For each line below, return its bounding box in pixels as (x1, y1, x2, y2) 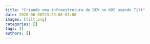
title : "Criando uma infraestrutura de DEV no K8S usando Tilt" (5, 7, 145, 13)
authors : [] (5, 31, 31, 36)
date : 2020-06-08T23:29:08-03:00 (5, 12, 77, 17)
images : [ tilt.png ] (5, 17, 47, 22)
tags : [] (5, 26, 24, 31)
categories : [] (5, 21, 38, 27)
